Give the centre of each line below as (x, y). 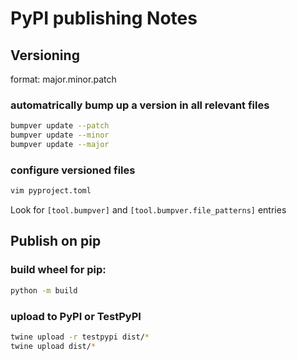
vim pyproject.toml (51, 191)
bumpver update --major (60, 145)
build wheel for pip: (58, 270)
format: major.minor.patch (63, 79)
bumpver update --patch (60, 126)
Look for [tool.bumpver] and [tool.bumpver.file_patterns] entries (148, 210)
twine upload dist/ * (53, 346)
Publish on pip (56, 241)
